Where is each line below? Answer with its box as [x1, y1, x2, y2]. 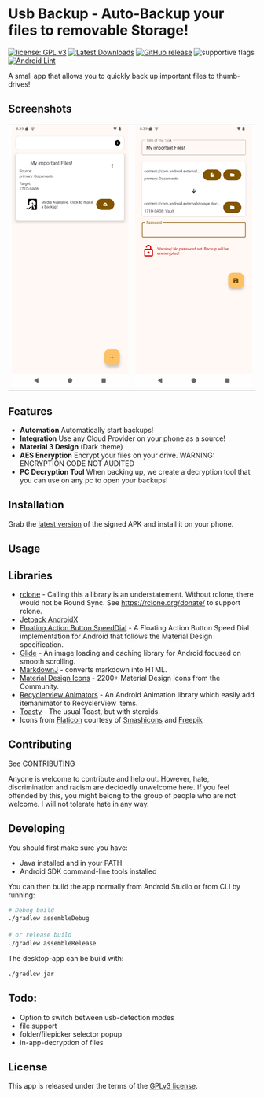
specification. [19, 639, 64, 649]
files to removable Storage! [8, 21, 189, 39]
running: [8, 890, 35, 900]
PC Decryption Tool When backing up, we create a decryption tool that [19, 467, 251, 476]
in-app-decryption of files [19, 1037, 104, 1047]
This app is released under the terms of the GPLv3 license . [8, 1081, 198, 1091]
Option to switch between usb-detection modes [19, 1012, 174, 1022]
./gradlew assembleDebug [8, 915, 90, 922]
